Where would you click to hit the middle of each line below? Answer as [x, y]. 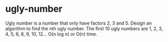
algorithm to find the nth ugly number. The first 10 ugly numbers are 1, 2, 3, [84, 28]
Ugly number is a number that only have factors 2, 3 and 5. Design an [79, 23]
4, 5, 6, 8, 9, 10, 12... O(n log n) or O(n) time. [51, 34]
